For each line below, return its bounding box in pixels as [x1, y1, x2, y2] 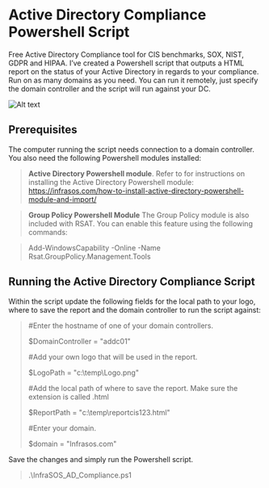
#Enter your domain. [27, 423, 97, 433]
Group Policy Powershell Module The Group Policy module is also [27, 210, 250, 220]
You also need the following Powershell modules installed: [8, 153, 202, 162]
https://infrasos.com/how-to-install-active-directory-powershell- [27, 186, 245, 196]
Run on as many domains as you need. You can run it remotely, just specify [8, 75, 258, 85]
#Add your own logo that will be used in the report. [27, 351, 198, 361]
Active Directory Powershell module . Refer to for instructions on [27, 168, 245, 179]
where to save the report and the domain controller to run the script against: [8, 305, 261, 314]
